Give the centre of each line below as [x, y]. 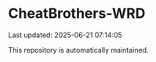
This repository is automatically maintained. [78, 50]
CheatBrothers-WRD [77, 14]
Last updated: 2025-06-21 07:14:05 [65, 35]
